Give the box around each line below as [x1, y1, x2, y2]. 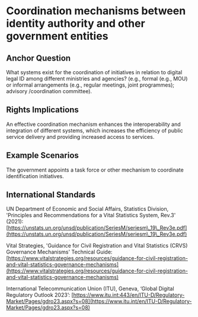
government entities [6, 30, 108, 43]
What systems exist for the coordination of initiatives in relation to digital [6, 69, 183, 75]
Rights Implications [6, 105, 79, 115]
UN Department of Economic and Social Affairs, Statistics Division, [6, 205, 169, 213]
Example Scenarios [6, 150, 79, 161]
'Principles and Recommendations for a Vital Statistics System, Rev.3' [6, 212, 176, 219]
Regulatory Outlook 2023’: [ [6, 291, 74, 299]
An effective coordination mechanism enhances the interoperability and [6, 121, 181, 128]
